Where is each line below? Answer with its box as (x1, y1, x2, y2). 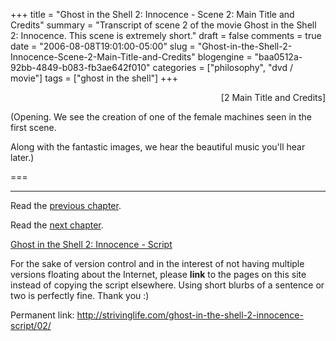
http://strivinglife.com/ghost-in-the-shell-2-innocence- (76, 309, 304, 321)
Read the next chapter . (10, 219, 104, 231)
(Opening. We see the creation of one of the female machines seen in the (10, 111, 312, 123)
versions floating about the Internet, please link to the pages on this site (10, 269, 307, 280)
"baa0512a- (254, 51, 303, 63)
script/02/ (10, 320, 52, 331)
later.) (10, 152, 35, 163)
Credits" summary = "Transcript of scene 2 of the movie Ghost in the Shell (10, 19, 317, 31)
